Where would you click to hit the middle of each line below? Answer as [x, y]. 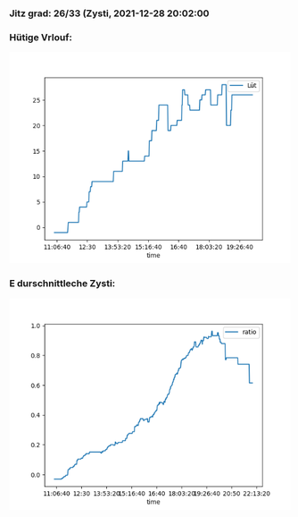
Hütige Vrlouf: [41, 37]
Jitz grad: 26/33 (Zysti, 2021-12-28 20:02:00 [109, 13]
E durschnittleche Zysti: [62, 284]
